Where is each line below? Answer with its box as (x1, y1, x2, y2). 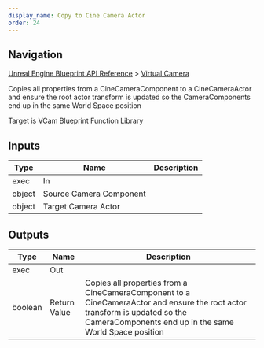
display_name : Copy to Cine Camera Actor (8, 11, 146, 20)
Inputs (8, 139, 41, 152)
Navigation (8, 48, 63, 61)
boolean (12, 302, 42, 313)
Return (49, 297, 75, 308)
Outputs (8, 228, 49, 241)
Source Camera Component (42, 188, 147, 199)
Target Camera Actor (42, 202, 120, 213)
